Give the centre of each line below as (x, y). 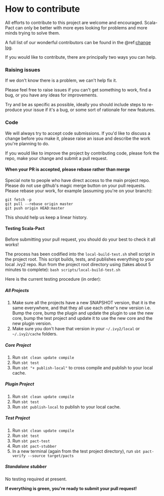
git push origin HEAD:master (35, 208)
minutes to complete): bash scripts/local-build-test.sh (63, 270)
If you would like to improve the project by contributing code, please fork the (82, 153)
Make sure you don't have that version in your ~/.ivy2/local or (76, 328)
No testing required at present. (36, 479)
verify (19, 456)
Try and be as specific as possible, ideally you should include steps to (76, 105)
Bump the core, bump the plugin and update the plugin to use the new (83, 313)
